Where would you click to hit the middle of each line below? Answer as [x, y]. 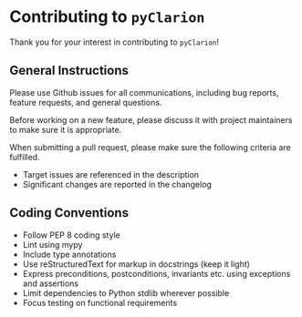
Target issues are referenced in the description [110, 174]
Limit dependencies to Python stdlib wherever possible [126, 292]
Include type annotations [69, 254]
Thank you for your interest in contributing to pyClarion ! [115, 42]
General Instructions [69, 71]
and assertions [51, 283]
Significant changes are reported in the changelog [117, 184]
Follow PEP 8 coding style [71, 235]
